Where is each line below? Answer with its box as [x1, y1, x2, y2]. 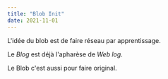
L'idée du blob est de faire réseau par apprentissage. [7, 36, 161, 44]
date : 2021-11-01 [7, 17, 59, 24]
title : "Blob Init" [7, 10, 65, 18]
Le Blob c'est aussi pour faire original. [7, 63, 118, 72]
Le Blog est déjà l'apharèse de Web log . [7, 50, 124, 59]
